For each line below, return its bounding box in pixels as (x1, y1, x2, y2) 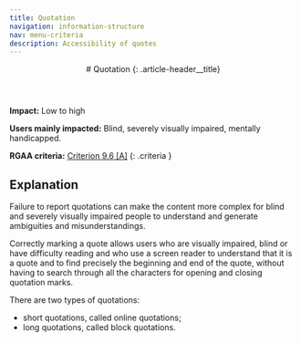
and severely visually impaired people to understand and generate (9, 211, 258, 222)
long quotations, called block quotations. (22, 322, 176, 333)
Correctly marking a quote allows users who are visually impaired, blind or (9, 238, 288, 249)
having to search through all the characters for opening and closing (9, 267, 263, 278)
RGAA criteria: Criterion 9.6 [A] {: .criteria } (9, 150, 172, 161)
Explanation (9, 177, 79, 192)
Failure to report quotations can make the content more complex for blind (9, 202, 285, 212)
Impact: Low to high (9, 106, 86, 117)
